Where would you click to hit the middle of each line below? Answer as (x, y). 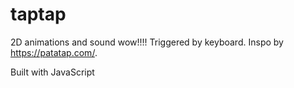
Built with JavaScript (52, 72)
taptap (38, 14)
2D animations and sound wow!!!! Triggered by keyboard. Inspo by (147, 42)
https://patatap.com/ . (54, 52)
